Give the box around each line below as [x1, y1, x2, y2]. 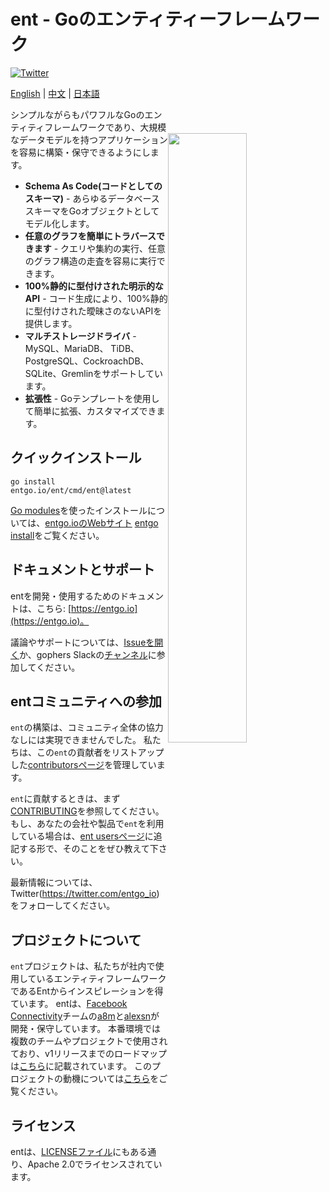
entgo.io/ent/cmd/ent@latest [10, 485, 132, 495]
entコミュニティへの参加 [10, 693, 163, 710]
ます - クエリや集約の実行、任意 [33, 242, 167, 254]
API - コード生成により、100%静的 [24, 292, 168, 304]
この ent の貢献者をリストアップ [36, 746, 165, 759]
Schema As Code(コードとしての [24, 180, 163, 192]
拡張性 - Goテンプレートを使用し [24, 392, 160, 404]
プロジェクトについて [10, 931, 142, 949]
